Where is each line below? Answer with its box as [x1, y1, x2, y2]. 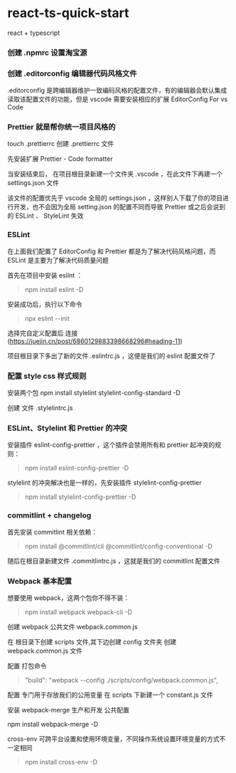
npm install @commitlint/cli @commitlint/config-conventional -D [24, 542, 213, 550]
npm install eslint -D [24, 285, 84, 293]
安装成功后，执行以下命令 [7, 300, 82, 308]
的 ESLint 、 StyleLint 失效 [7, 211, 84, 220]
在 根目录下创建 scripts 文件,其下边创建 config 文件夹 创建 [7, 637, 177, 646]
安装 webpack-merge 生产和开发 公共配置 [7, 705, 130, 714]
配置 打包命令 [7, 661, 47, 670]
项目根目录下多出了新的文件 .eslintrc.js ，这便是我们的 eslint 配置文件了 [7, 351, 216, 360]
